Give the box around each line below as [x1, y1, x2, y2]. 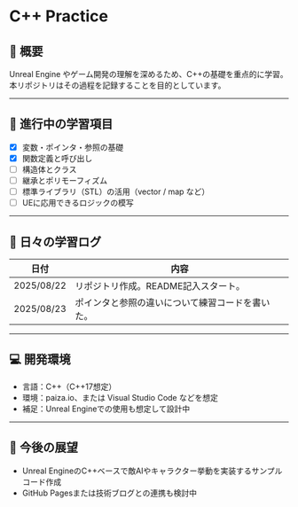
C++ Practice [9, 6, 109, 27]
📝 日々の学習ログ [9, 234, 102, 249]
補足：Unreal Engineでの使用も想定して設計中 [21, 403, 191, 414]
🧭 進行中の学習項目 [9, 117, 114, 132]
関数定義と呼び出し [21, 152, 93, 163]
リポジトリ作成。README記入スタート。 [74, 280, 246, 292]
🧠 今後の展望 [9, 441, 78, 456]
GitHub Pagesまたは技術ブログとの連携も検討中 [21, 487, 198, 498]
